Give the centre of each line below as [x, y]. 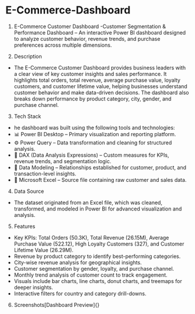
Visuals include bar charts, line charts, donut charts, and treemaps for [98, 281]
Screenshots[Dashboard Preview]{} [57, 305]
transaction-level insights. [45, 174]
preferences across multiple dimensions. [63, 45]
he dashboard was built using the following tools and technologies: [94, 127]
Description [28, 56]
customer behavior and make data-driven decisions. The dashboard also [101, 92]
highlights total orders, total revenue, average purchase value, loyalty [97, 80]
